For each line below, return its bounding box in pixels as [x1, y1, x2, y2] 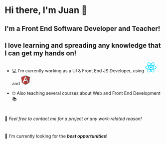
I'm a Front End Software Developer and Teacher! [4, 24, 161, 33]
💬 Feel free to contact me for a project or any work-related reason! [4, 116, 142, 122]
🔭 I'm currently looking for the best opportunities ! [4, 133, 108, 139]
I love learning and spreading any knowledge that [4, 41, 161, 49]
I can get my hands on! [4, 49, 77, 57]
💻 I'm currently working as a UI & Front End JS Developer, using [11, 68, 145, 74]
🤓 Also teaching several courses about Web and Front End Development [11, 90, 161, 96]
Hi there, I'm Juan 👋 [4, 4, 88, 16]
